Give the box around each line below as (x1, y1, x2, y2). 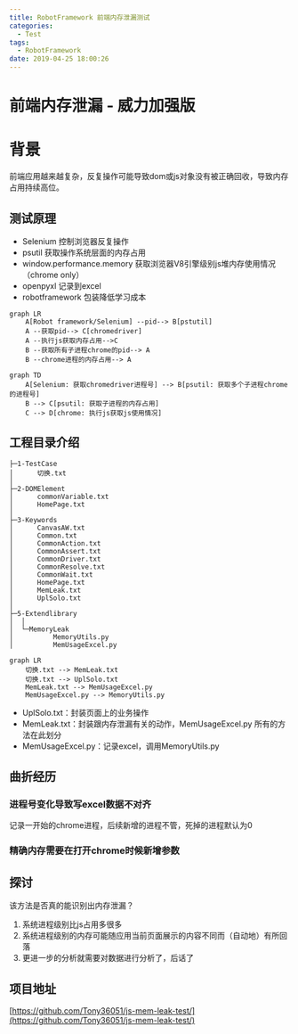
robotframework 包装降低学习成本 (21, 291, 147, 302)
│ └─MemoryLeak (9, 625, 69, 634)
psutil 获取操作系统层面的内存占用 (21, 247, 147, 258)
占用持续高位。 (9, 182, 64, 193)
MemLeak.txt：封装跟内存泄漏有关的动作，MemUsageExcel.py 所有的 (21, 718, 278, 729)
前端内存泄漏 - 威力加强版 (9, 95, 196, 116)
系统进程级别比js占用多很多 (21, 919, 123, 930)
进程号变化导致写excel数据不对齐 (9, 799, 152, 811)
